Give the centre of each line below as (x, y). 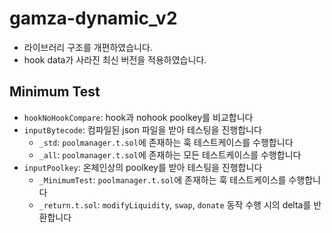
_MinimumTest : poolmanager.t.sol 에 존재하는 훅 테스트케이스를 (162, 179)
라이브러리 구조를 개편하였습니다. (88, 47)
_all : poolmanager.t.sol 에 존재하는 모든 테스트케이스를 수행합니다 (170, 154)
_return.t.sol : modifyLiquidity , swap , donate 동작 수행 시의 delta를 (175, 204)
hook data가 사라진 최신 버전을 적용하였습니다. (115, 59)
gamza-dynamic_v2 (93, 18)
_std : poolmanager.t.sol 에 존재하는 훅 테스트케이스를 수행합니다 (166, 142)
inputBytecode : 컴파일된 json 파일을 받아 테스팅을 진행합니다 (142, 129)
